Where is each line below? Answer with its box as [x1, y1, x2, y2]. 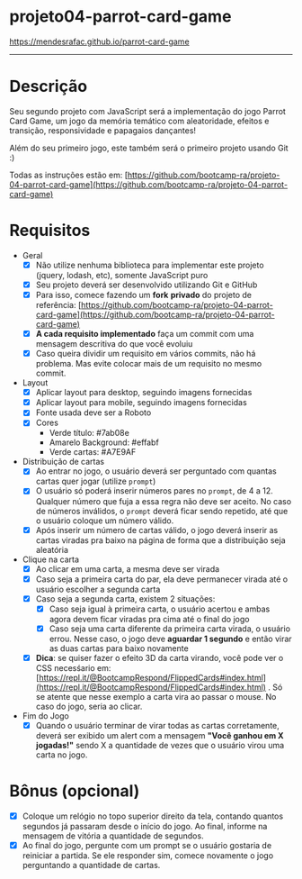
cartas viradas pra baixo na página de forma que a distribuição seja [35, 534, 286, 546]
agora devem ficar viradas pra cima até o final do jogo [49, 613, 250, 624]
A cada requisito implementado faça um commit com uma [35, 329, 254, 339]
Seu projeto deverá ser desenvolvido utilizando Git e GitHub [35, 279, 258, 290]
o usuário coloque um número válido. [35, 515, 174, 526]
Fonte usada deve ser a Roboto [35, 407, 152, 418]
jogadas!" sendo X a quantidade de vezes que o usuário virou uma [35, 740, 285, 750]
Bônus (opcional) [9, 781, 140, 802]
